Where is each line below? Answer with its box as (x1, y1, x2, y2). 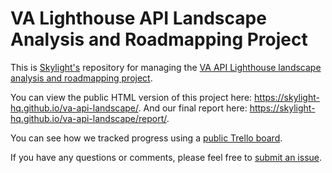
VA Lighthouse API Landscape (10, 7, 267, 30)
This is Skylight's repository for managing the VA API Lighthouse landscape (10, 61, 322, 73)
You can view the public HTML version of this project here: (10, 91, 253, 103)
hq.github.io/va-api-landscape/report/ (10, 112, 167, 124)
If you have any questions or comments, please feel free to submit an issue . (10, 151, 323, 163)
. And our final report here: (138, 102, 248, 114)
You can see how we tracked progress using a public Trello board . (10, 132, 283, 144)
